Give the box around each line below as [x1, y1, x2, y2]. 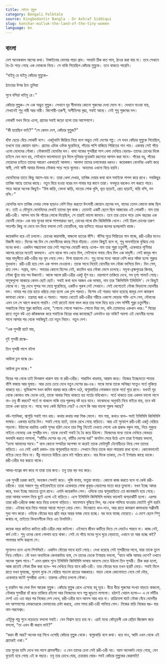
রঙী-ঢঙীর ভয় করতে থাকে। [5, 457, 44, 463]
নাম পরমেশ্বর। [5, 606, 26, 612]
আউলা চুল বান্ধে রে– [5, 355, 33, 361]
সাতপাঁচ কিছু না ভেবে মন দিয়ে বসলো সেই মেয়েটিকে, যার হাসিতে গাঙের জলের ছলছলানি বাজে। [5, 223, 136, 229]
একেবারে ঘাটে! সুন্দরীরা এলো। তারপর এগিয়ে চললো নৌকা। [5, 574, 88, 580]
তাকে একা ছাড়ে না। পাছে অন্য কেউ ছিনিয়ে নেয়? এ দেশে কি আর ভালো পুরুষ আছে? [5, 403, 124, 409]
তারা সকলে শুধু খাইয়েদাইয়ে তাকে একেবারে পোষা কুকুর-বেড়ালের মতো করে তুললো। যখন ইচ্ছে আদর [18, 483, 157, 489]
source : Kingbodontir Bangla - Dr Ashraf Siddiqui [5, 16, 112, 21]
